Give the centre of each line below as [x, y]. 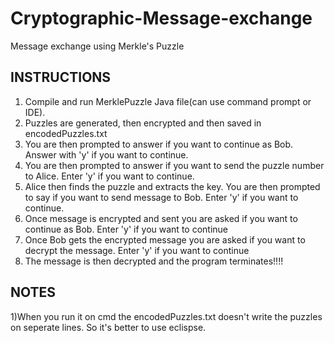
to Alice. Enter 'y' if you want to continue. [109, 176]
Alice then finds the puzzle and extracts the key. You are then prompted [172, 186]
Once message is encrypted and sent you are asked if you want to [161, 218]
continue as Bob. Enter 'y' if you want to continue [126, 229]
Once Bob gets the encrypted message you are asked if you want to [165, 239]
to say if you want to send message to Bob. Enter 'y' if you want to [161, 197]
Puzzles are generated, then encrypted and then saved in [143, 123]
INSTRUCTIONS [61, 77]
